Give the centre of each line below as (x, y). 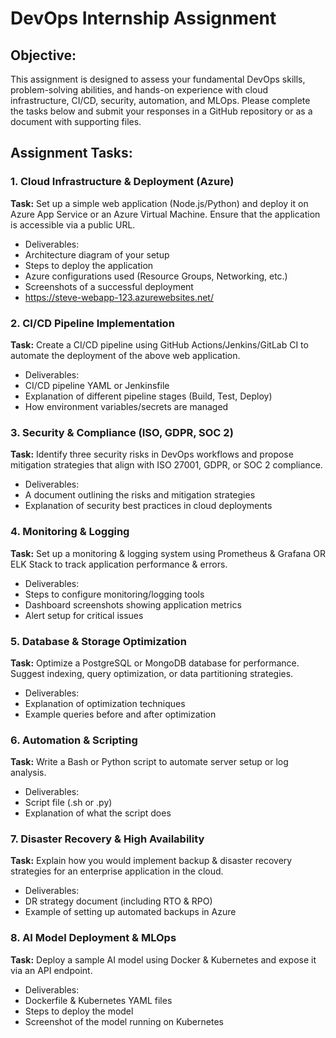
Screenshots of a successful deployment (109, 286)
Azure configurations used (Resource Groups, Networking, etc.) (156, 276)
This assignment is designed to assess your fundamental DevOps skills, (158, 79)
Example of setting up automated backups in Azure (130, 912)
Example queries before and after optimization (120, 714)
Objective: (43, 55)
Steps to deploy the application (89, 265)
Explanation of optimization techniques (105, 703)
